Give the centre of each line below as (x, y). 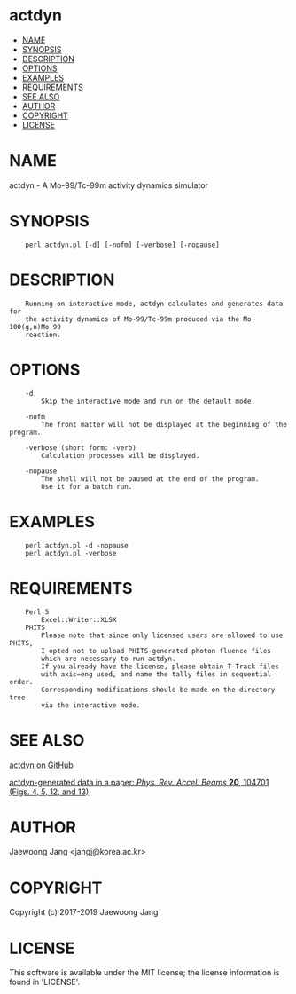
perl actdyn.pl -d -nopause (77, 545)
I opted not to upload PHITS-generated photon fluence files (156, 651)
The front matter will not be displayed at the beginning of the (164, 424)
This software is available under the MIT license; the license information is (144, 973)
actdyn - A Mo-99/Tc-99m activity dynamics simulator (109, 185)
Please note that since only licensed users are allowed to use (162, 635)
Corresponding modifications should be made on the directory (158, 690)
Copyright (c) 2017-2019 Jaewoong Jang (84, 912)
